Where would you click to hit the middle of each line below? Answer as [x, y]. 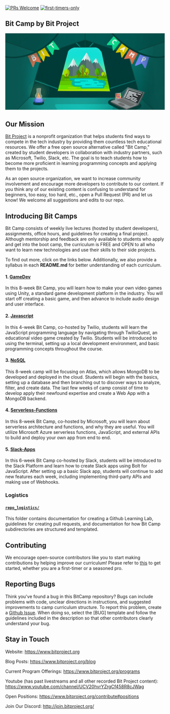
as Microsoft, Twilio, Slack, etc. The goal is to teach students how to [76, 158]
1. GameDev [18, 277]
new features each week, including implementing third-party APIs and [78, 477]
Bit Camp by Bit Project [42, 24]
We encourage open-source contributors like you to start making [73, 558]
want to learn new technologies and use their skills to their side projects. [81, 250]
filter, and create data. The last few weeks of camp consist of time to [77, 388]
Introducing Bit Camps [41, 216]
